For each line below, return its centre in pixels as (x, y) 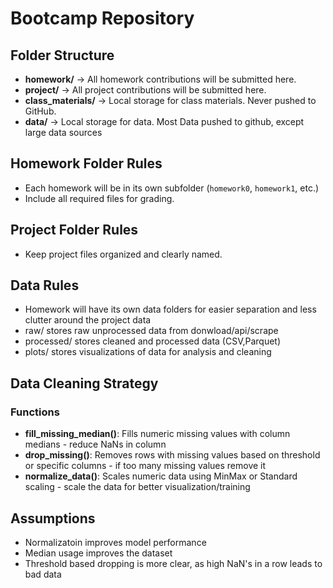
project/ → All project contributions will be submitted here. (145, 90)
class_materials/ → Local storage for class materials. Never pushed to (170, 100)
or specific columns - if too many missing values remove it (145, 466)
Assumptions (53, 518)
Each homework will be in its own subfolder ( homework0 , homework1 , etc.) (172, 188)
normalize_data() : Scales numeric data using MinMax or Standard (161, 476)
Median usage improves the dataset (98, 553)
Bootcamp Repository (102, 18)
